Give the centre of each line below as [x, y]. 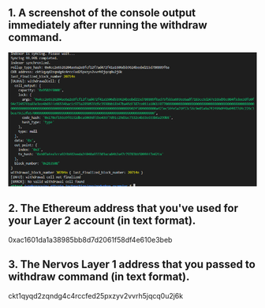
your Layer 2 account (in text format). [102, 221]
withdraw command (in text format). [99, 277]
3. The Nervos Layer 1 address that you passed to [132, 264]
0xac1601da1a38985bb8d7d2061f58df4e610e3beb [90, 239]
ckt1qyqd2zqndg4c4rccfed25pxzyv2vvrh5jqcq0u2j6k [96, 295]
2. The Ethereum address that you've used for [123, 208]
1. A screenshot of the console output [102, 13]
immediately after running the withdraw [108, 26]
